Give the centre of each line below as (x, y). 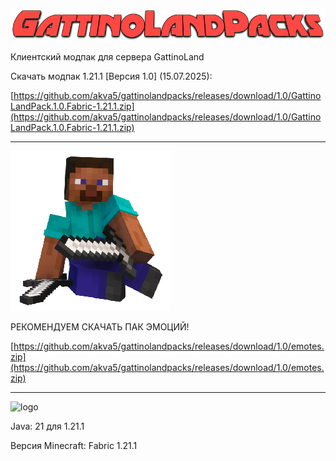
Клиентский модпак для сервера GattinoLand (107, 57)
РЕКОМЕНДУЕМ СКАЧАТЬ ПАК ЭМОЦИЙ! (100, 327)
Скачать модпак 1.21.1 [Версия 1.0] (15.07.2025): (111, 76)
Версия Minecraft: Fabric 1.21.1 (74, 446)
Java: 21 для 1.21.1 (47, 426)
